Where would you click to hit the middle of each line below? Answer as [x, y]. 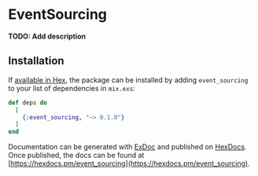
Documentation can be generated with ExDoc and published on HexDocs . [127, 147]
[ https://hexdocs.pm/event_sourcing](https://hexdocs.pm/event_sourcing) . [129, 163]
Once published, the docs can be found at [76, 156]
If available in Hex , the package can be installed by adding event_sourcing [128, 79]
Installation [36, 61]
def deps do [28, 103]
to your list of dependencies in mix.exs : [72, 88]
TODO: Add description [47, 36]
